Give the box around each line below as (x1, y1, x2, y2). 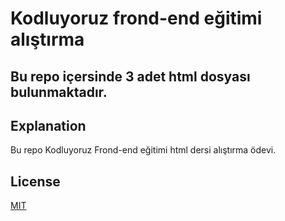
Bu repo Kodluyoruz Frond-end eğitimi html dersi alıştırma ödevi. (10, 144, 277, 156)
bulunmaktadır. (10, 83, 108, 101)
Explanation (10, 117, 87, 134)
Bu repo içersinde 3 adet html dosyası (10, 68, 251, 85)
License (10, 173, 61, 190)
